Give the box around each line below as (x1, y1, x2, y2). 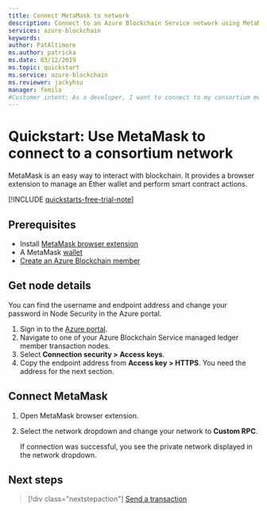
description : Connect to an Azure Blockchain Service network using (8, 19, 240, 27)
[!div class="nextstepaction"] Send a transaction (27, 494, 188, 504)
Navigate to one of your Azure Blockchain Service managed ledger (19, 332, 239, 342)
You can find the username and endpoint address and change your (8, 300, 228, 309)
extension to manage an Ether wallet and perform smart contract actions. (8, 179, 248, 189)
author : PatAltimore (8, 41, 77, 49)
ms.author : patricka (8, 49, 77, 57)
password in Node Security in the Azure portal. (8, 309, 162, 318)
